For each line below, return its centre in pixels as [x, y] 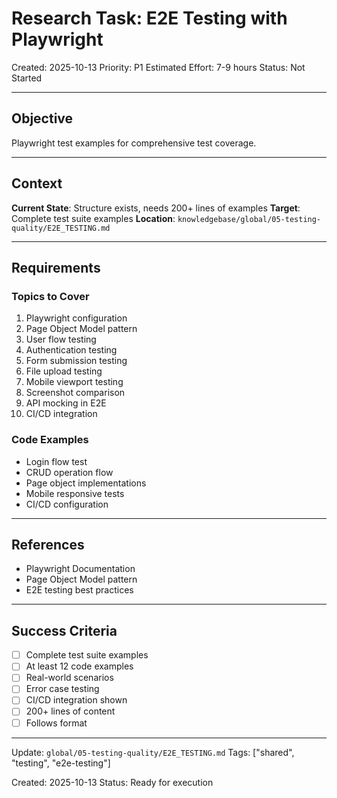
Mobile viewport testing [74, 382]
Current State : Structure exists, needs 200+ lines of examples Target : [156, 208]
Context [37, 183]
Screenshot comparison [75, 393]
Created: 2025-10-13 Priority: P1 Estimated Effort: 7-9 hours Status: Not [158, 67]
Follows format [56, 723]
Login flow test [56, 461]
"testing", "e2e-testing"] [61, 763]
